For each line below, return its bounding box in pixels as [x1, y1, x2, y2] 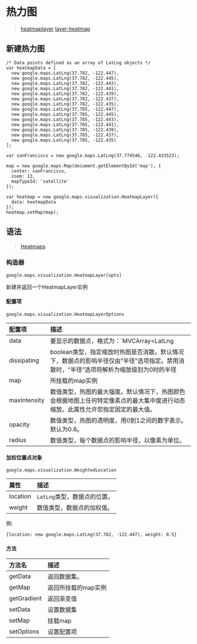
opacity [9, 421, 30, 429]
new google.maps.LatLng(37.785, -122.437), [11, 132, 119, 138]
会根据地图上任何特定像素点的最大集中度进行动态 [50, 397, 186, 405]
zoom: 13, [11, 173, 35, 179]
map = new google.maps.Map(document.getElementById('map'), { [6, 163, 161, 169]
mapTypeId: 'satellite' [11, 178, 69, 184]
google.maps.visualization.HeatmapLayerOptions [6, 312, 125, 318]
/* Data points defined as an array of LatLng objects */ [6, 60, 151, 65]
